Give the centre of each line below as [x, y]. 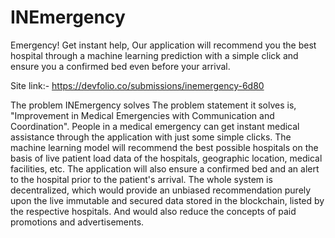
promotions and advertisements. [77, 222]
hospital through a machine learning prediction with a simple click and [154, 55]
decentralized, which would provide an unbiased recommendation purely [161, 190]
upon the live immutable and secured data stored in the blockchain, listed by [167, 200]
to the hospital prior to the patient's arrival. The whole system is [141, 179]
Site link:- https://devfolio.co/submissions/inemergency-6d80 [137, 85]
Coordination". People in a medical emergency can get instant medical [155, 126]
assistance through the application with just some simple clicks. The [151, 137]
